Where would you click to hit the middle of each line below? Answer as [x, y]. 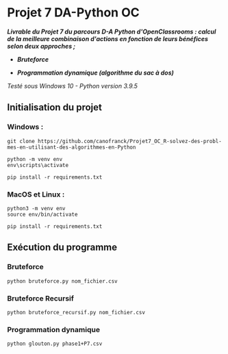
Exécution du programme [62, 248]
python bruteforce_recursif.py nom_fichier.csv [76, 312]
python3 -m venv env [37, 208]
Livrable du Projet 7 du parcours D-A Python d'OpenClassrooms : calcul [112, 31]
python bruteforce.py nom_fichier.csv [62, 281]
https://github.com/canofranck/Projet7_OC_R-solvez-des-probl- [130, 141]
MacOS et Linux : [36, 194]
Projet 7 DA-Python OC [73, 13]
